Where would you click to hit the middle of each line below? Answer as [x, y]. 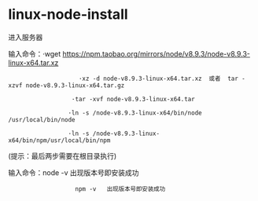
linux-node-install [68, 15]
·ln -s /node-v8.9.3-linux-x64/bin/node [135, 113]
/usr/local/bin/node [42, 119]
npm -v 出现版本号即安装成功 [120, 189]
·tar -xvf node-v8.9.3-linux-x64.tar [133, 99]
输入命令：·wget [35, 53]
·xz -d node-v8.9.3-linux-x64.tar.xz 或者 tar [158, 79]
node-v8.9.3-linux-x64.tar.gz [75, 85]
